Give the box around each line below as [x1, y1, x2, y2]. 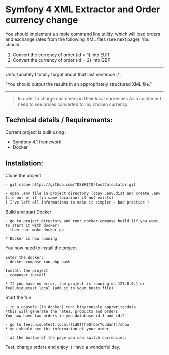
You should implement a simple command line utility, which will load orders [5, 31, 161, 37]
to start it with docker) [5, 223, 59, 228]
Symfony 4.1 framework [12, 139, 62, 145]
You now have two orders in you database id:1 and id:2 [5, 313, 125, 318]
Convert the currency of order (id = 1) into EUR [12, 52, 110, 58]
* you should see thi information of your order [5, 326, 109, 331]
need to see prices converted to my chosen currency [17, 101, 128, 107]
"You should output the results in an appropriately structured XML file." [5, 81, 152, 87]
